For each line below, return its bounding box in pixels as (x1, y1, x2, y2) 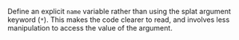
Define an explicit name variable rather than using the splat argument (7, 7, 231, 16)
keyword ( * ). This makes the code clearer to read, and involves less (7, 15, 230, 24)
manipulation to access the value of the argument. (7, 24, 173, 32)
